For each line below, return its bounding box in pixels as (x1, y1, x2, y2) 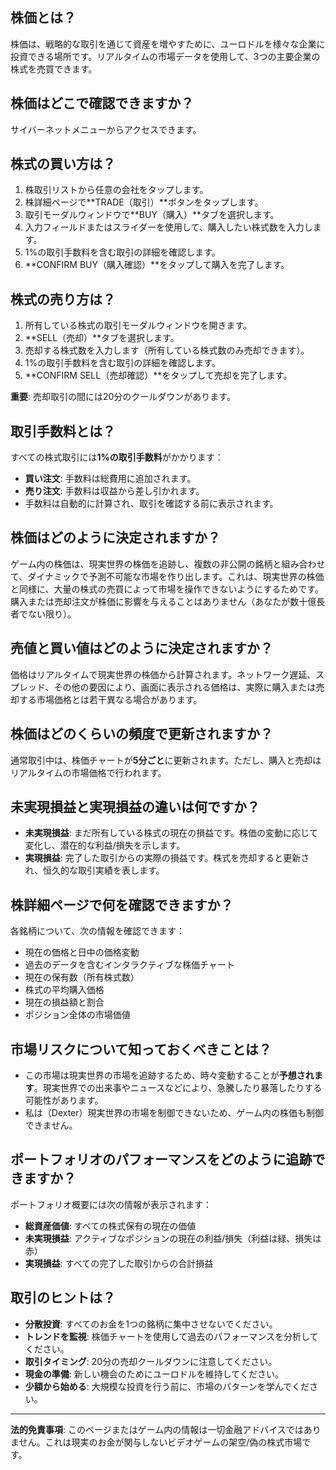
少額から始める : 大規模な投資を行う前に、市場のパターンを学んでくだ (24, 1380, 310, 1392)
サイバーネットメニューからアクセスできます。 (10, 123, 202, 135)
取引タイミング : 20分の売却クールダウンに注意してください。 (24, 1355, 278, 1367)
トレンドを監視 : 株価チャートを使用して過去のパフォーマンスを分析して (24, 1330, 319, 1342)
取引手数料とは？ (10, 423, 116, 440)
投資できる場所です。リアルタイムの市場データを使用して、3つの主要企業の (10, 50, 321, 62)
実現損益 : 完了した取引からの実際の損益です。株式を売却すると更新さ (24, 852, 310, 864)
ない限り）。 (27, 608, 77, 620)
